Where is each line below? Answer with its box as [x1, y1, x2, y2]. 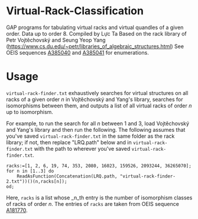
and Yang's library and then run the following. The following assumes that [6, 126, 186, 133]
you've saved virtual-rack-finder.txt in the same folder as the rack [6, 132, 175, 139]
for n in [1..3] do [6, 168, 54, 174]
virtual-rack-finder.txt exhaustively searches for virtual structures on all [6, 89, 189, 96]
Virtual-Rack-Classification [6, 4, 144, 18]
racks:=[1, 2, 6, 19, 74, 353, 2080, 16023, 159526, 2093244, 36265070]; [6, 163, 192, 169]
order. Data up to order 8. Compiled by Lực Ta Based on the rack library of [6, 30, 187, 37]
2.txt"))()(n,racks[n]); [6, 178, 67, 185]
